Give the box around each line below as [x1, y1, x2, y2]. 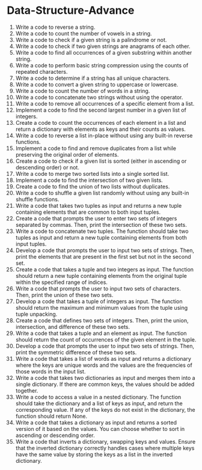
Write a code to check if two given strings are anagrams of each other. [15, 43, 191, 50]
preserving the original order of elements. [15, 151, 119, 158]
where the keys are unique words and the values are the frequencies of [15, 361, 193, 369]
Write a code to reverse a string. [15, 23, 96, 31]
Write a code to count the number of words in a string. [15, 87, 150, 94]
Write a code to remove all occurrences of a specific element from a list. [15, 100, 195, 107]
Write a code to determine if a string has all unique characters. [15, 74, 171, 82]
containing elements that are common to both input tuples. [15, 208, 161, 215]
